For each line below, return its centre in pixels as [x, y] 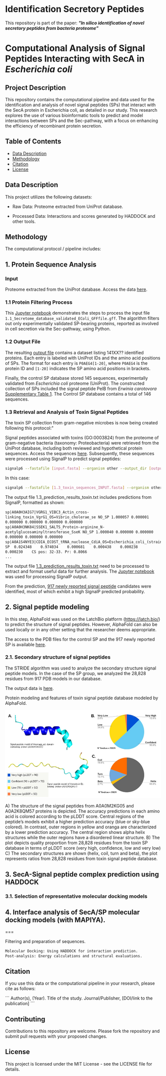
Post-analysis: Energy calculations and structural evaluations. [74, 956]
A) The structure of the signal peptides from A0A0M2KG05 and [70, 806]
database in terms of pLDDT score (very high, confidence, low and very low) [83, 848]
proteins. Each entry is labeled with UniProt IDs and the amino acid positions [83, 358]
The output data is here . [30, 688]
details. [13, 1069]
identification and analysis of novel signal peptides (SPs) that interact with [81, 105]
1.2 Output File [23, 342]
